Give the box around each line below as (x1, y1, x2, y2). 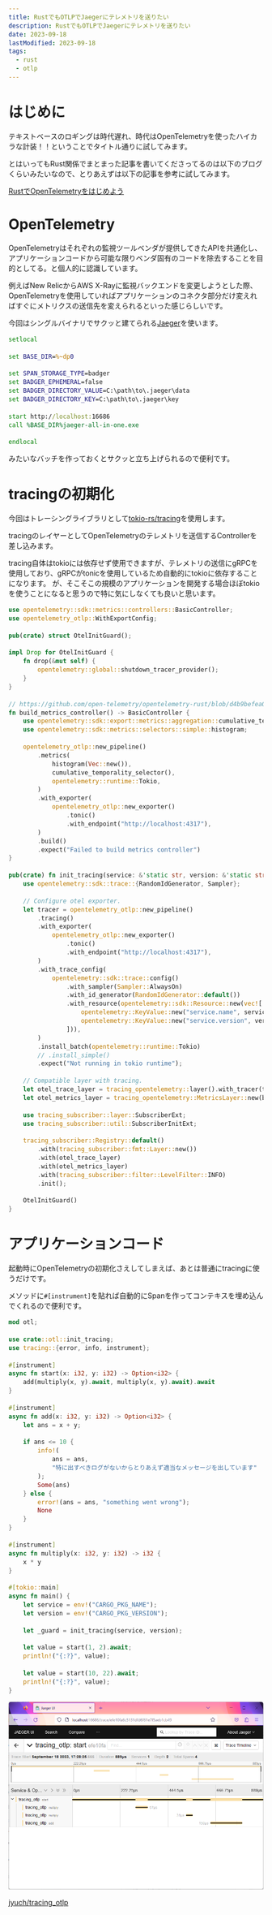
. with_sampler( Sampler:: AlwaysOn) (66, 982, 183, 990)
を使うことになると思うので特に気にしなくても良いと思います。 (8, 589, 220, 598)
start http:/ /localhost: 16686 (8, 412, 111, 421)
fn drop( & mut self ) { (23, 658, 96, 666)
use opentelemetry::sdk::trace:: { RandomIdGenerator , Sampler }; (23, 880, 241, 888)
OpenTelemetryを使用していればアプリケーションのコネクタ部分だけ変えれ (8, 291, 257, 300)
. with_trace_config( (37, 965, 107, 973)
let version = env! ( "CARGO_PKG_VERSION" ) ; (23, 1609, 168, 1617)
